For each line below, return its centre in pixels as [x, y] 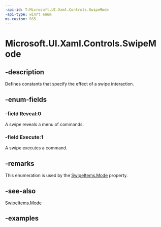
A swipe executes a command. [36, 148]
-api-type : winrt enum [28, 14]
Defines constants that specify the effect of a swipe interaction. [70, 84]
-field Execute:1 [24, 137]
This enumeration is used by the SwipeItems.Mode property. [66, 176]
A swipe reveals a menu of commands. [45, 125]
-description [25, 72]
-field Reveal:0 [23, 113]
